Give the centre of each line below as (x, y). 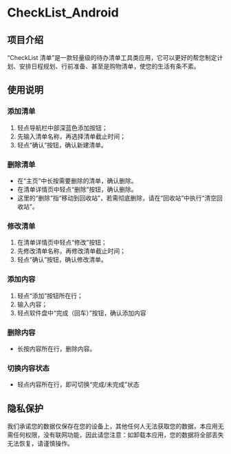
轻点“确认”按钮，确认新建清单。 (62, 145)
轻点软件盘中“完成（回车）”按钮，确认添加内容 (81, 313)
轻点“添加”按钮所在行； (50, 296)
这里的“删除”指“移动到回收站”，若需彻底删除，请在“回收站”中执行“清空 (117, 198)
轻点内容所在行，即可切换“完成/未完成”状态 (78, 384)
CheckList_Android (63, 13)
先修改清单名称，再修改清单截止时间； (71, 251)
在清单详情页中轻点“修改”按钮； (62, 243)
